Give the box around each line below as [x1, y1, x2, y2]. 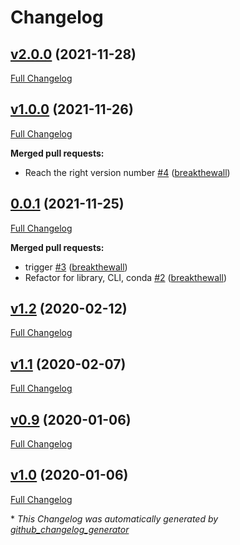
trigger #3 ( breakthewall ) [24, 261, 128, 273]
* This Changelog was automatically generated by [10, 512, 219, 525]
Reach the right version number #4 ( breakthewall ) [24, 166, 231, 178]
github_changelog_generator [10, 523, 130, 535]
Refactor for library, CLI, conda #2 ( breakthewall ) [24, 271, 228, 283]
